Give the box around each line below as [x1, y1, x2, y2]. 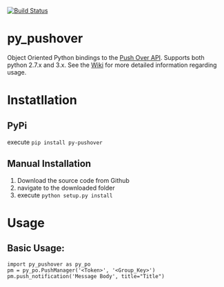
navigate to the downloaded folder [17, 184, 115, 192]
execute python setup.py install [17, 190, 113, 199]
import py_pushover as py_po [7, 261, 91, 268]
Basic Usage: [7, 242, 65, 255]
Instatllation [7, 92, 77, 108]
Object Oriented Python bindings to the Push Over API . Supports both [7, 53, 205, 61]
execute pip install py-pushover [7, 138, 103, 146]
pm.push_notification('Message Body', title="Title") [7, 273, 165, 279]
